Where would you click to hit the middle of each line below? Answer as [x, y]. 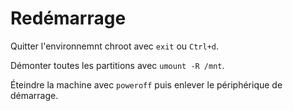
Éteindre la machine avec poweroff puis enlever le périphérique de [146, 84]
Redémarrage [68, 18]
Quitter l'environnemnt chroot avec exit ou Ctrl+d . [115, 46]
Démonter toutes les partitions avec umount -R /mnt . [117, 65]
